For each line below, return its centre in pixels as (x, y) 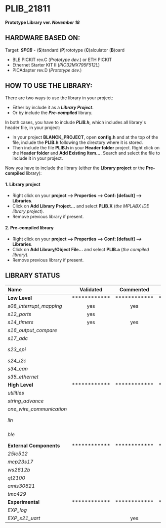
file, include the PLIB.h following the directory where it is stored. (78, 142)
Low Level (20, 298)
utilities (16, 393)
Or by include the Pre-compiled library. (52, 113)
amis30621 (21, 486)
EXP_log (17, 510)
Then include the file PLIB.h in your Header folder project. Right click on (86, 147)
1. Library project (23, 185)
